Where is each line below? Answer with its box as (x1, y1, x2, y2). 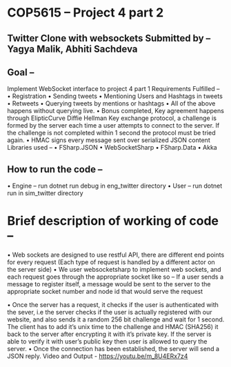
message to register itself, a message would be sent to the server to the (7, 280, 211, 288)
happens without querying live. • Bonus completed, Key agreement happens (7, 107, 224, 115)
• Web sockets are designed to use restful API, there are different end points (7, 250, 225, 259)
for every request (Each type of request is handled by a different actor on (7, 258, 215, 266)
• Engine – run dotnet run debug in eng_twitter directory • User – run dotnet (7, 181, 223, 190)
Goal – (7, 66, 34, 78)
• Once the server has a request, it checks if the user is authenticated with (7, 301, 219, 309)
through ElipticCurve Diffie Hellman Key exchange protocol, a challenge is (7, 114, 217, 122)
